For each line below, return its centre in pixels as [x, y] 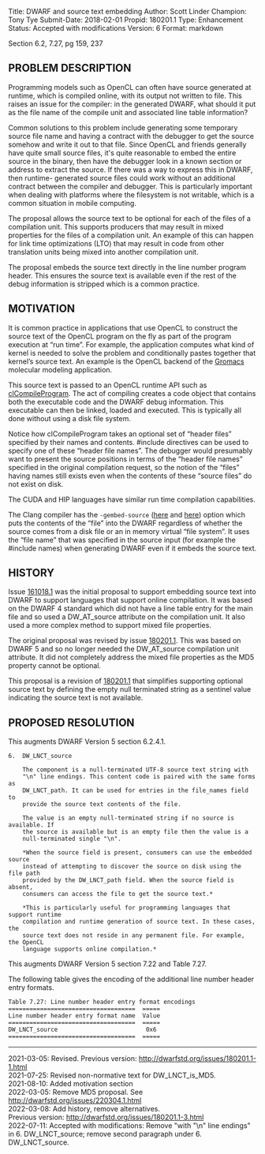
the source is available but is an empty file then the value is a [135, 832]
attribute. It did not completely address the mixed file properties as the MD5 [131, 657]
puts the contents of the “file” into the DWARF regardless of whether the [125, 523]
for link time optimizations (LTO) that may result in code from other [116, 243]
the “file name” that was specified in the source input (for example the [122, 540]
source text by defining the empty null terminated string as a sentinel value [130, 689]
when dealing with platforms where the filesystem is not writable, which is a [131, 194]
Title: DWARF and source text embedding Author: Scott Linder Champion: [127, 11]
